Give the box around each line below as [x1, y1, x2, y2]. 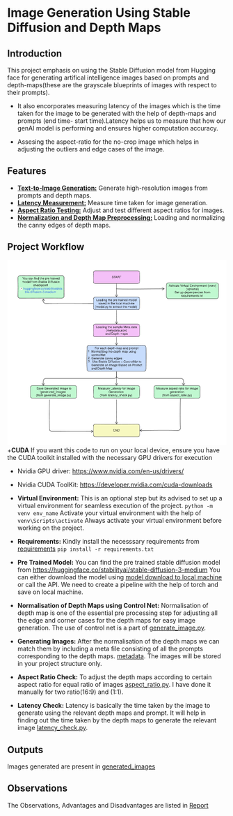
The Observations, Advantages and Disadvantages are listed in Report [7, 801, 209, 809]
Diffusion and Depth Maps [7, 20, 161, 36]
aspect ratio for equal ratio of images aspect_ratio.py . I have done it [17, 681, 211, 689]
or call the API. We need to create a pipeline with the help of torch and [17, 581, 219, 589]
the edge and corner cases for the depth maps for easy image [17, 616, 196, 625]
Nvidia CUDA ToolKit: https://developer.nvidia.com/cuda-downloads [17, 480, 213, 489]
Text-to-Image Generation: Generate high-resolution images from [17, 184, 209, 192]
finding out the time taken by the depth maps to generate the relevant [17, 716, 217, 725]
